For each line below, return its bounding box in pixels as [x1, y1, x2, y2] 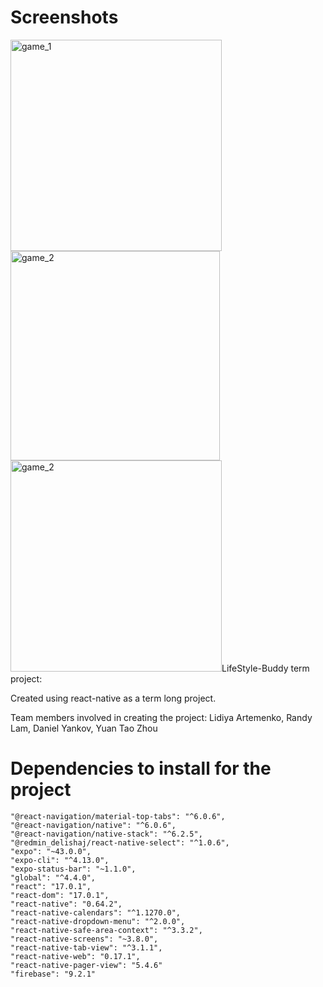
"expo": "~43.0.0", [10, 846, 92, 856]
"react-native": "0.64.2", [10, 899, 123, 909]
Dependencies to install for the [10, 757, 272, 780]
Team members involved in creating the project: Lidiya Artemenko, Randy [10, 711, 313, 723]
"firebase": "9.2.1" [10, 969, 97, 979]
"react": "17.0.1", [10, 881, 92, 891]
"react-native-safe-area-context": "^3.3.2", [10, 925, 203, 935]
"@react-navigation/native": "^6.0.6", [10, 820, 177, 830]
